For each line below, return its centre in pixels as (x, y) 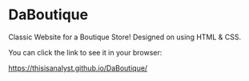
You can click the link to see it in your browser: (85, 52)
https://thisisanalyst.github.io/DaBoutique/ (78, 68)
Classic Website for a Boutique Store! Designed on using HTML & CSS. (125, 37)
